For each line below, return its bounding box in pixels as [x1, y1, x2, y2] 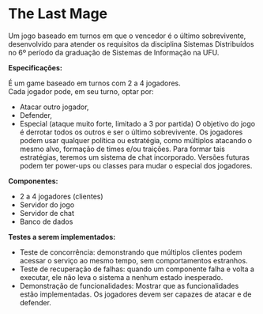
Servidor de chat [19, 208, 75, 218]
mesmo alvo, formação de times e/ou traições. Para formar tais [19, 144, 225, 153]
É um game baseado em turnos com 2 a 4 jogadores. [8, 78, 182, 88]
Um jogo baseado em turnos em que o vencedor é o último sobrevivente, [8, 31, 246, 40]
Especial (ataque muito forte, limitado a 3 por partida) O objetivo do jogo [19, 119, 255, 128]
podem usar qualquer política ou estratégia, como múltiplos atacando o [19, 135, 253, 145]
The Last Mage [8, 5, 108, 23]
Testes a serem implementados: [8, 232, 116, 241]
